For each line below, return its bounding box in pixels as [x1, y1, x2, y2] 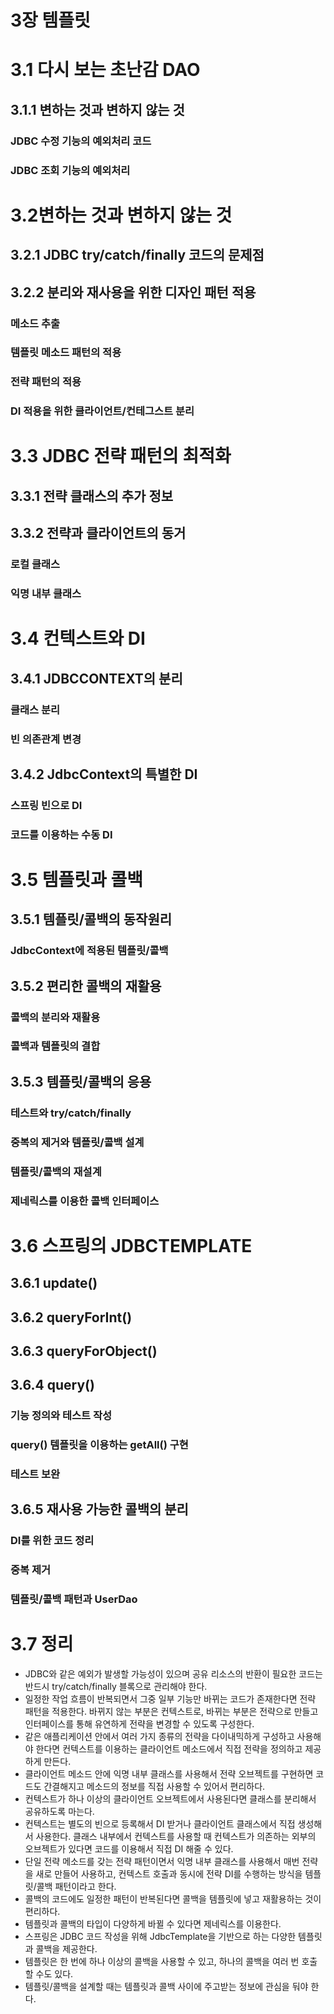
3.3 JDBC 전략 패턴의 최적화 [10, 445, 232, 468]
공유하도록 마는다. [24, 1806, 95, 1818]
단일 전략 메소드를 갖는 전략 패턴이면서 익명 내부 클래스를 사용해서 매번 [24, 1856, 300, 1868]
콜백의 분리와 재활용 [10, 1010, 101, 1024]
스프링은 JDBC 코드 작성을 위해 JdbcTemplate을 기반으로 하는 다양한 [24, 1931, 297, 1943]
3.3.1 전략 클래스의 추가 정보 [10, 487, 174, 505]
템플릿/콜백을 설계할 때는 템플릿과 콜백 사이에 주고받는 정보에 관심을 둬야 [24, 1981, 309, 1993]
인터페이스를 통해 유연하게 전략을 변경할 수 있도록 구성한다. [24, 1718, 255, 1730]
